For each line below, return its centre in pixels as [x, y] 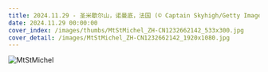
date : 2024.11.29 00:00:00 [53, 23]
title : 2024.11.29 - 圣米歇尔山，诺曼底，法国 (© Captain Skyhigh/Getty [124, 15]
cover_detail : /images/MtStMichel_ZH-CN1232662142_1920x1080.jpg [119, 38]
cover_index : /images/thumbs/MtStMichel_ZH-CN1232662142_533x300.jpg [126, 30]
